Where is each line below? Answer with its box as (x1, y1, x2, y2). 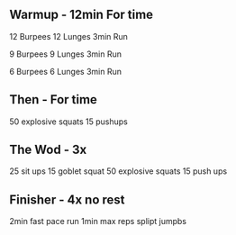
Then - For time (9, 92, 97, 107)
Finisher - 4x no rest (9, 192, 125, 207)
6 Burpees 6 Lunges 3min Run (9, 66, 123, 77)
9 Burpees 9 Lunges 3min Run (9, 49, 123, 59)
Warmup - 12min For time (9, 7, 154, 23)
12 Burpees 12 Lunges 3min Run (9, 31, 129, 41)
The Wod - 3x (9, 142, 87, 158)
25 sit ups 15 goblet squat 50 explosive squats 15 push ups (9, 166, 228, 176)
